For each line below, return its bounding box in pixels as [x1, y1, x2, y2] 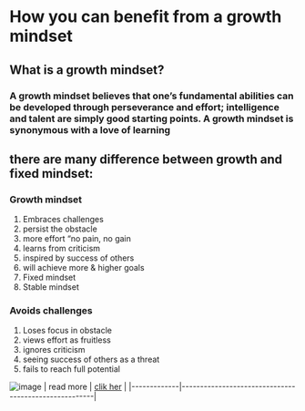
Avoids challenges [9, 304, 93, 317]
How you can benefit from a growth [9, 6, 282, 27]
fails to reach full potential [22, 364, 121, 375]
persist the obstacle [22, 223, 97, 234]
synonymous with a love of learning [9, 123, 171, 136]
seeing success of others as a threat [22, 354, 160, 365]
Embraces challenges [22, 214, 105, 225]
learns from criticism [22, 243, 101, 254]
